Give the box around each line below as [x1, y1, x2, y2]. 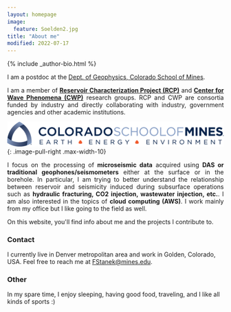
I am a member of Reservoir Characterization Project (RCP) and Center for [7, 86, 224, 95]
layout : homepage [7, 11, 57, 18]
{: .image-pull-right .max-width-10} [7, 147, 107, 156]
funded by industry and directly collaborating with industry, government [7, 101, 224, 109]
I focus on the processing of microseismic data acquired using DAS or [7, 160, 225, 169]
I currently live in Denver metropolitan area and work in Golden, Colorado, [7, 250, 216, 259]
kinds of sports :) [7, 298, 56, 306]
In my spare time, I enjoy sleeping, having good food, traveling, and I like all [7, 290, 220, 298]
